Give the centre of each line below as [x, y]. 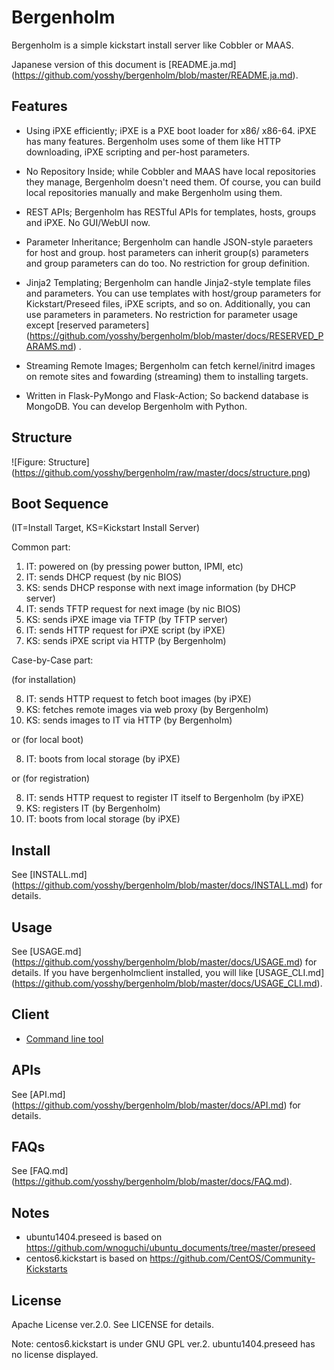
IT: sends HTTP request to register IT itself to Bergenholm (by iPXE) [165, 798]
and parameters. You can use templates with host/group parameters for [173, 293]
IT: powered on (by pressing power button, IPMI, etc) [134, 567]
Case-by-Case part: [52, 660]
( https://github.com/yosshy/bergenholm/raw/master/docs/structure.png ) [161, 472]
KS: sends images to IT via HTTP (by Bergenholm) [129, 720]
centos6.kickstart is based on [86, 1258]
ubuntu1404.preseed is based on [94, 1237]
